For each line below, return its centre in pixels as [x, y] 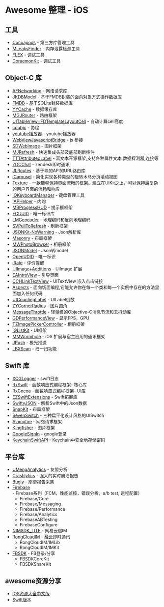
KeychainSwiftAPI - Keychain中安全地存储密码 [59, 440]
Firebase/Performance [42, 509]
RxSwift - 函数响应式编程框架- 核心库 [50, 384]
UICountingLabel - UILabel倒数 [43, 299]
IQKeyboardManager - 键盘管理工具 [48, 195]
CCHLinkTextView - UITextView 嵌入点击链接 [57, 281]
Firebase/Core [34, 499]
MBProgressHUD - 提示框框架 [42, 207]
